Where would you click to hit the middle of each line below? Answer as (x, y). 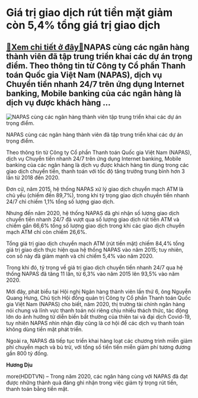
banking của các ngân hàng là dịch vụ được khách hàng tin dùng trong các (98, 165)
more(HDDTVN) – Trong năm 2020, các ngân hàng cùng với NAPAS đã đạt (97, 376)
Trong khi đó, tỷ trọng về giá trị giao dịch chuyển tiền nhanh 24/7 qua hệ (95, 267)
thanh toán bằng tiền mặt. (38, 389)
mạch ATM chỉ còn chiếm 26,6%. (47, 232)
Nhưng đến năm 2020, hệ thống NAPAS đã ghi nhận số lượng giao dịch (93, 213)
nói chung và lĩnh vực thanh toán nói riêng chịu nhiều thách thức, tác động (97, 310)
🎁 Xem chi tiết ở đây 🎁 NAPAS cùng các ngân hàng (98, 47)
